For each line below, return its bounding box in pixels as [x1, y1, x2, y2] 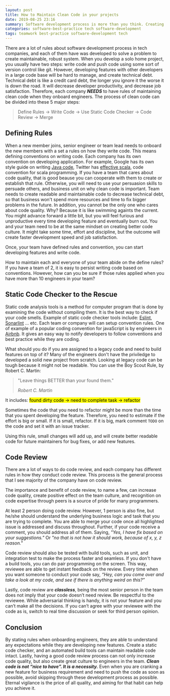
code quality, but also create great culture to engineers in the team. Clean [5, 658, 159, 665]
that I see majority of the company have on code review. [5, 477, 122, 483]
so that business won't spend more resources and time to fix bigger [5, 196, 147, 202]
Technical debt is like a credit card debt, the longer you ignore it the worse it [5, 77, 164, 83]
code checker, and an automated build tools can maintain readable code [5, 647, 156, 653]
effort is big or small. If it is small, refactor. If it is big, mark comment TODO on [5, 418, 164, 424]
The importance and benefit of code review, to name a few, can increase [5, 487, 157, 493]
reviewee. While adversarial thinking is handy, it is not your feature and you [5, 597, 162, 604]
